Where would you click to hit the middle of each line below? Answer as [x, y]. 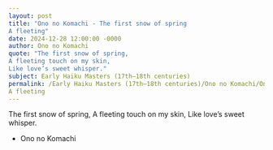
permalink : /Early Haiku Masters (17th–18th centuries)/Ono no [118, 84]
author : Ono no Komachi [49, 46]
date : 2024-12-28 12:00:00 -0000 [65, 39]
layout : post [30, 16]
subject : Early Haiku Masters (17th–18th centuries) [100, 76]
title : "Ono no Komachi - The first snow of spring [97, 24]
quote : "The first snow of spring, [69, 54]
